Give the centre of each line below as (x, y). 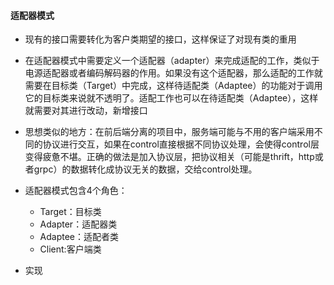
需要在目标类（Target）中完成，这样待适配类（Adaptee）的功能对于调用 (173, 86)
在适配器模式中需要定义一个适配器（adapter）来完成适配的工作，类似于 (172, 61)
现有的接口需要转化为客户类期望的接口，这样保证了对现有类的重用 (160, 39)
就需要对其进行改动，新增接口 (86, 111)
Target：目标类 (70, 212)
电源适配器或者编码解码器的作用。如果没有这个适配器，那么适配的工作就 (173, 73)
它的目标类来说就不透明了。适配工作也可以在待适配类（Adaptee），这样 (171, 98)
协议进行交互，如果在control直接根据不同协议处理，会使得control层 (181, 144)
